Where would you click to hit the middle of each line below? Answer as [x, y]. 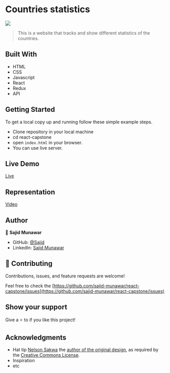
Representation [30, 192]
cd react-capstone [32, 137]
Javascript [24, 77]
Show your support [36, 307]
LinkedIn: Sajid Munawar [38, 248]
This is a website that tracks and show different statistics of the [84, 33]
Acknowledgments [36, 338]
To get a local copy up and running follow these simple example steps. [79, 122]
